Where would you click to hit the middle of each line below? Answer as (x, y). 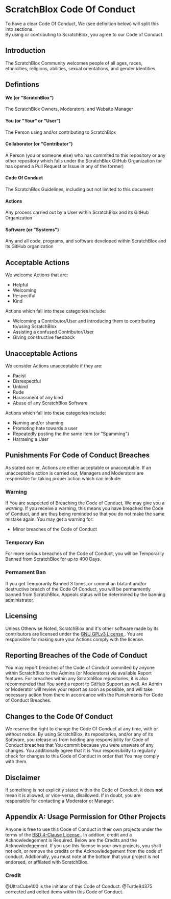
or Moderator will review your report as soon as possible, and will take (79, 689)
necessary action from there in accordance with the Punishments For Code (84, 695)
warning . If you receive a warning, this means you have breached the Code (84, 508)
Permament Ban (26, 573)
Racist (19, 376)
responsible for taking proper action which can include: (63, 478)
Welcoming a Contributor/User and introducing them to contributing (84, 321)
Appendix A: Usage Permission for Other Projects (86, 817)
